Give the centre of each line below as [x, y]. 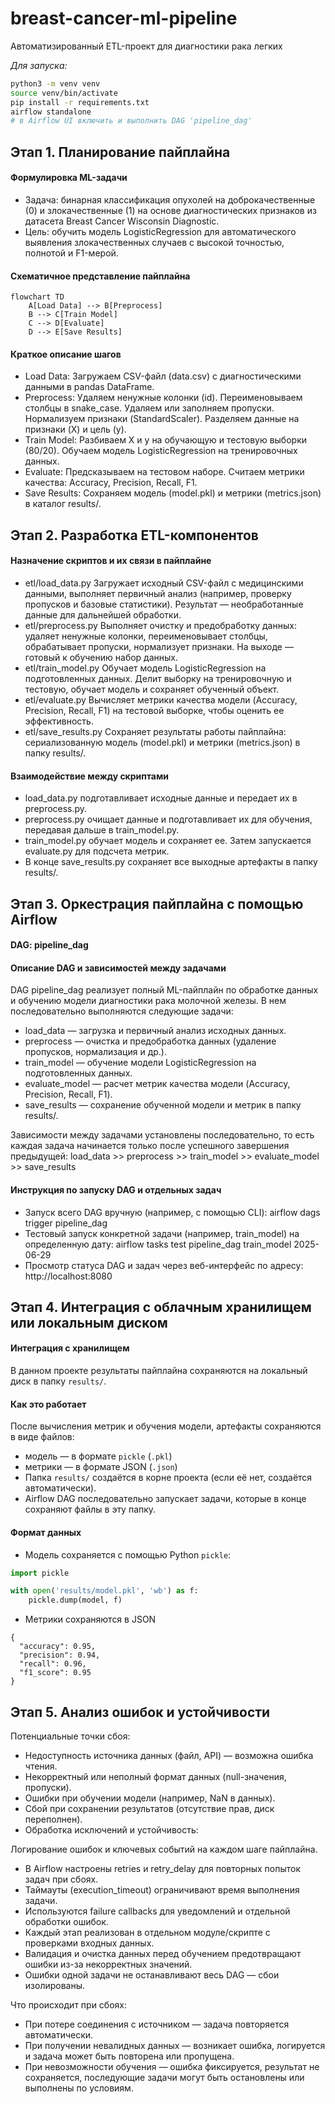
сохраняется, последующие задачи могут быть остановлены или [164, 2077]
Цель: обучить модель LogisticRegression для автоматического [160, 231]
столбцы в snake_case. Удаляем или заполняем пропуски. [149, 408]
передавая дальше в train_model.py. [102, 830]
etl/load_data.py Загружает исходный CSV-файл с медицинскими [164, 583]
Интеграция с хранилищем [70, 1348]
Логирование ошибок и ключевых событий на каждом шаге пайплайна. [164, 1849]
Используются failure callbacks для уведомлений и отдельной [157, 1911]
